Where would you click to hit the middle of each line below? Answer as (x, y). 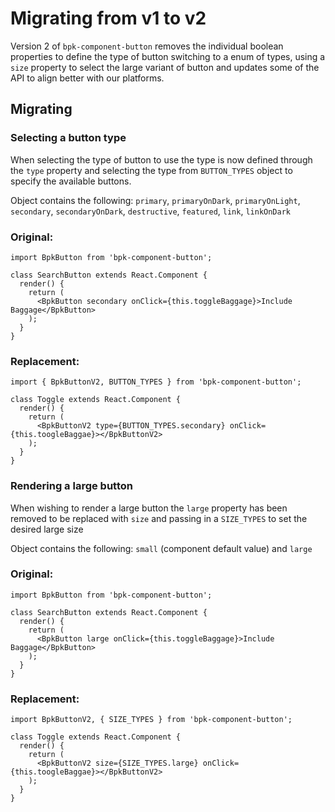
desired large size (47, 529)
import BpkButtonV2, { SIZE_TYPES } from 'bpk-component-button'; (151, 720)
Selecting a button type (68, 138)
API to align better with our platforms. (87, 78)
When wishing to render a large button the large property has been (149, 508)
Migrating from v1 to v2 (108, 18)
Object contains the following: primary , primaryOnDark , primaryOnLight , (155, 200)
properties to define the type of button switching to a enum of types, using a (168, 56)
